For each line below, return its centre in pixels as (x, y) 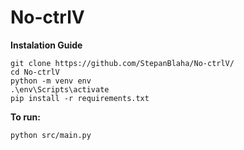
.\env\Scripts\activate (60, 89)
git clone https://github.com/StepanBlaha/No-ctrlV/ (122, 63)
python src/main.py (51, 135)
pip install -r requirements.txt (80, 98)
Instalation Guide (46, 45)
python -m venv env (51, 81)
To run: (25, 117)
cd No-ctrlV (35, 72)
